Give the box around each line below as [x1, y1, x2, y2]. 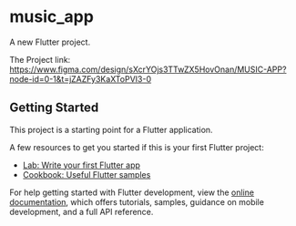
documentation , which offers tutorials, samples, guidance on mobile [9, 196, 264, 207]
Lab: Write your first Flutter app [22, 159, 141, 170]
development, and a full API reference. [9, 206, 154, 217]
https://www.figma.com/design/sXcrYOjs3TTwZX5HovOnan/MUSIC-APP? [9, 64, 287, 75]
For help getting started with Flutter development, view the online [9, 187, 255, 198]
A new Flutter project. [9, 36, 91, 47]
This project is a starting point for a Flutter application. [9, 124, 213, 135]
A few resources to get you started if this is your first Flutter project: [9, 141, 264, 152]
